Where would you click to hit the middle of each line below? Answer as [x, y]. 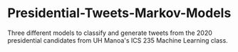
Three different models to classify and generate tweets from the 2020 [110, 33]
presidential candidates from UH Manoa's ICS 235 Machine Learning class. [118, 40]
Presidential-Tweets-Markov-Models [119, 13]
